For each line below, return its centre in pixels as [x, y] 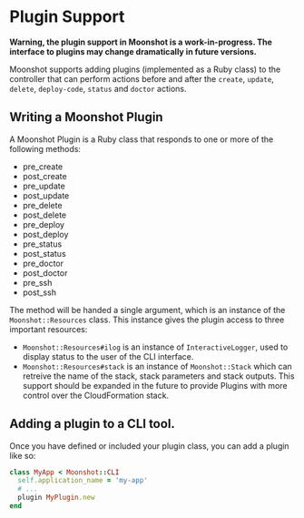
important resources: [49, 329]
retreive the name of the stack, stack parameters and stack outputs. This [158, 376]
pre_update [44, 186]
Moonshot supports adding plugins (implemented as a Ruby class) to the [145, 69]
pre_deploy [44, 224]
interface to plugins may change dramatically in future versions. [133, 51]
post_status [44, 253]
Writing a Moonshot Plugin [86, 117]
